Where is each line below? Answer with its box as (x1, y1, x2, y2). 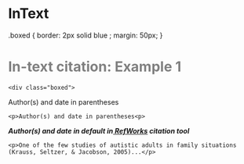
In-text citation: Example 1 (8, 58, 182, 76)
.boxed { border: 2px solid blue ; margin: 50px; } (8, 30, 163, 40)
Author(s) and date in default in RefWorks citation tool (8, 126, 190, 135)
